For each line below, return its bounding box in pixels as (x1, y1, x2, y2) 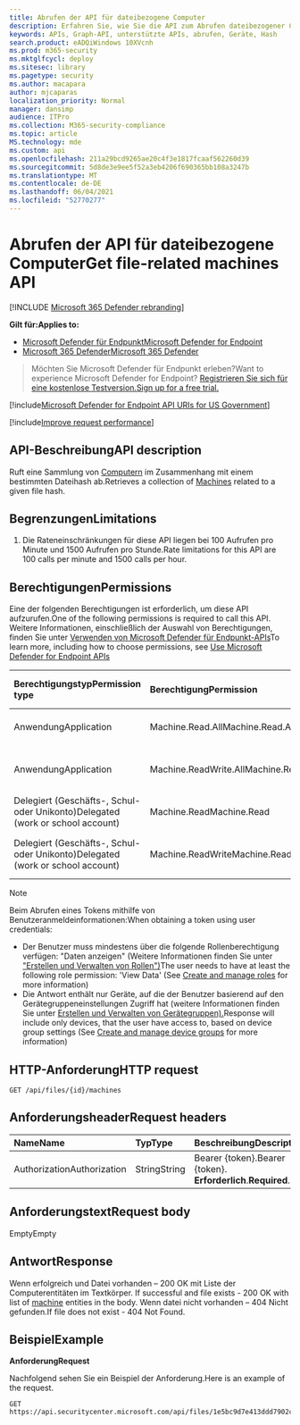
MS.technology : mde (9, 138, 82, 147)
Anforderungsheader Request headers (9, 1110, 228, 1126)
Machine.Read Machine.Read (149, 806, 271, 818)
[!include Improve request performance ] (9, 416, 154, 427)
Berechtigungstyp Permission (13, 678, 141, 691)
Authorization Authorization (13, 1162, 127, 1175)
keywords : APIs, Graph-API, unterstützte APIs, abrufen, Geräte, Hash (9, 29, 278, 38)
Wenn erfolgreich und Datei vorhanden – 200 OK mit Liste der (9, 1278, 237, 1288)
